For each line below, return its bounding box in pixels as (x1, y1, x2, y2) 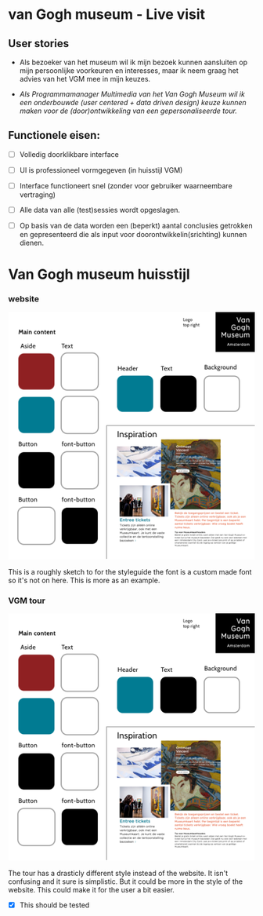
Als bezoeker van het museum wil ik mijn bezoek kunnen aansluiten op (19, 57, 248, 67)
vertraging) (19, 190, 56, 199)
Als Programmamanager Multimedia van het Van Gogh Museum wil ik (19, 89, 245, 99)
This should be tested (19, 900, 90, 910)
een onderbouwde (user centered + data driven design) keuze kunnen (19, 98, 247, 107)
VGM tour (8, 595, 45, 606)
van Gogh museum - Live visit (8, 5, 206, 24)
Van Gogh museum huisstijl (8, 265, 190, 283)
